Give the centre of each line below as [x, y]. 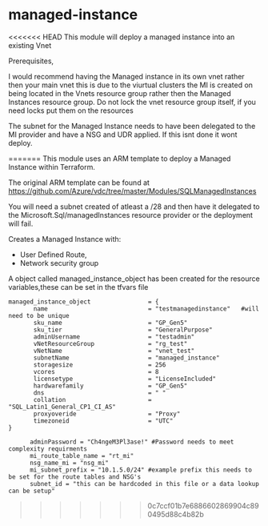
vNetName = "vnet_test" [114, 351]
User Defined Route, [53, 255]
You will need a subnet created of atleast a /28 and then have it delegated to [134, 207]
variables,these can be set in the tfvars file [78, 287]
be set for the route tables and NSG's [75, 477]
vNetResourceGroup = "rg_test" [110, 343]
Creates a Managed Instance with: [65, 239]
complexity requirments [48, 449]
